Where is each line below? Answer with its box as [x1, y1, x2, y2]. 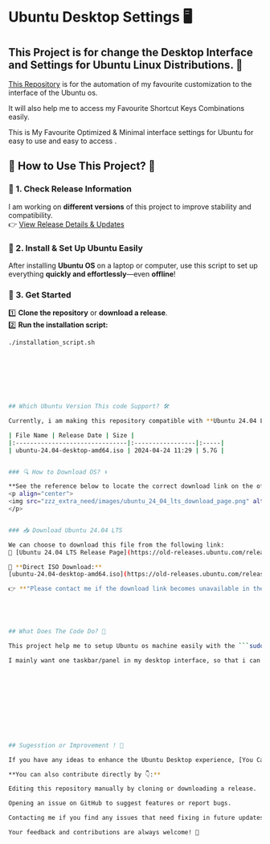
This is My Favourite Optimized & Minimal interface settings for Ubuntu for [8, 128, 254, 137]
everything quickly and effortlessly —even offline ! [8, 268, 176, 279]
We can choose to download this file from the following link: [8, 541, 225, 549]
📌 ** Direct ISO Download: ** [8, 563, 103, 571]
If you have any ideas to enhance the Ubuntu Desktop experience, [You [8, 756, 253, 764]
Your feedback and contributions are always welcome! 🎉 [8, 829, 199, 837]
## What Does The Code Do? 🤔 [8, 628, 106, 636]
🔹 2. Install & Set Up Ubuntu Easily [8, 242, 143, 253]
